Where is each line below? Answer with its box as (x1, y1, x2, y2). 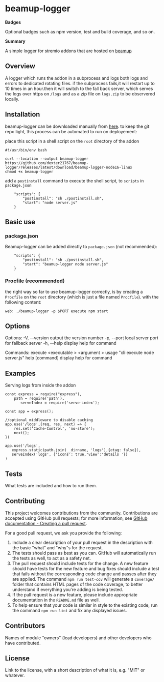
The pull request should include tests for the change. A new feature (12, 560, 148, 566)
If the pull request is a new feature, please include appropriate (12, 592, 138, 597)
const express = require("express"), (5, 392, 82, 397)
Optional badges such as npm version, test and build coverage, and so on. (5, 29, 155, 34)
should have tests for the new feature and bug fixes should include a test (12, 565, 160, 571)
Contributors (5, 622, 46, 630)
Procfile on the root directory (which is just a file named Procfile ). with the (5, 294, 159, 300)
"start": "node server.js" (23, 200, 78, 205)
